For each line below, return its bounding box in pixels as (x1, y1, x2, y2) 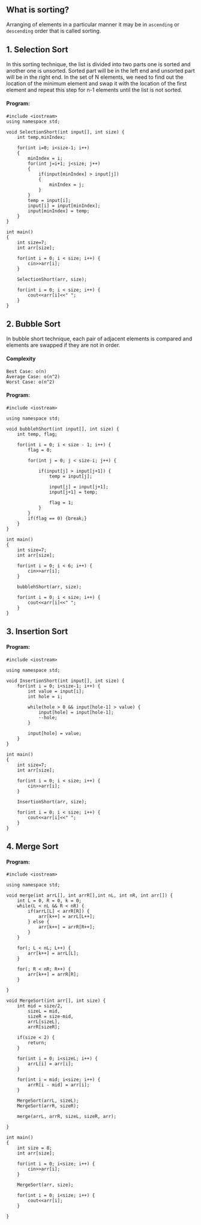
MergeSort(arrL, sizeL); (17, 1098, 79, 1104)
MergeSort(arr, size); (17, 1182, 74, 1188)
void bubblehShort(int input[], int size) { (6, 426, 119, 432)
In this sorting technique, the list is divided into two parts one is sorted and (6, 60, 191, 68)
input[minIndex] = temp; (28, 207, 90, 214)
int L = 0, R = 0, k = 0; (17, 898, 82, 904)
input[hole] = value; (28, 730, 82, 736)
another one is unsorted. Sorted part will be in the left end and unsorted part (6, 67, 195, 74)
